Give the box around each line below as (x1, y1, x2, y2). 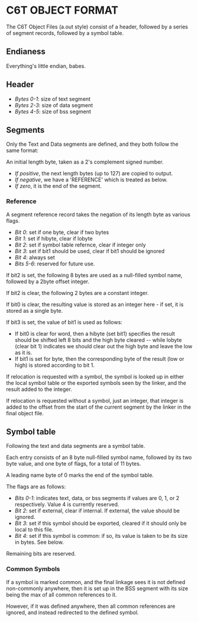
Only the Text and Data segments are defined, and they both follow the (6, 140, 178, 148)
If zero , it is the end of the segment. (14, 182, 102, 190)
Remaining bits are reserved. (6, 550, 76, 557)
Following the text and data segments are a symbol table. (6, 443, 145, 450)
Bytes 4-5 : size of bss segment (14, 108, 92, 115)
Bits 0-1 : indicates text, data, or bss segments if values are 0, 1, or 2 (14, 495, 180, 502)
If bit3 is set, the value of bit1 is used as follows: (6, 318, 123, 326)
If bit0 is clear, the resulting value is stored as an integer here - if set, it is (6, 300, 184, 308)
